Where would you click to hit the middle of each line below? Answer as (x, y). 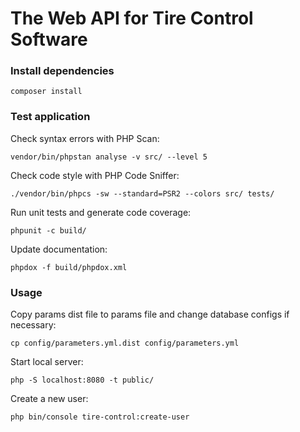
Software (49, 39)
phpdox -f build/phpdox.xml (69, 267)
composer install (46, 92)
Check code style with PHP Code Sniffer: (95, 175)
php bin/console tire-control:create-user (100, 417)
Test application (50, 117)
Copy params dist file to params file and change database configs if (150, 314)
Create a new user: (49, 399)
